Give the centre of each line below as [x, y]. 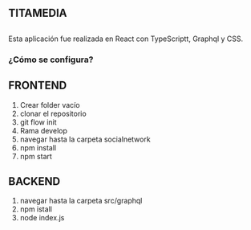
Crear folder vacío [50, 105]
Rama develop [44, 130]
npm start [36, 156]
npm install [38, 147]
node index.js [42, 218]
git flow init [38, 122]
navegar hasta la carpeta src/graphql [81, 201]
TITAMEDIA [38, 13]
